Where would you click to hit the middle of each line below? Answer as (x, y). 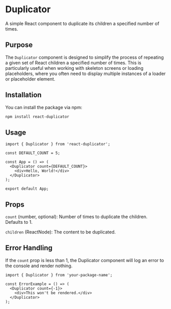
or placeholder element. (30, 79)
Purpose (19, 45)
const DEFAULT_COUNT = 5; (33, 153)
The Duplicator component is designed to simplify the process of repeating (84, 57)
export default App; (27, 189)
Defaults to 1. (19, 222)
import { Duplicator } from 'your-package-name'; (59, 275)
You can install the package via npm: (44, 107)
